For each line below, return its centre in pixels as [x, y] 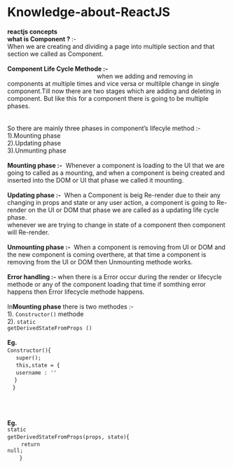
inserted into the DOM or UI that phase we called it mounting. [96, 180]
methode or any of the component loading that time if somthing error [107, 284]
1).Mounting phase [34, 135]
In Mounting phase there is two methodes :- [71, 306]
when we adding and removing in [145, 76]
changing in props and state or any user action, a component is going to [111, 202]
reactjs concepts [33, 31]
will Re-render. [28, 232]
